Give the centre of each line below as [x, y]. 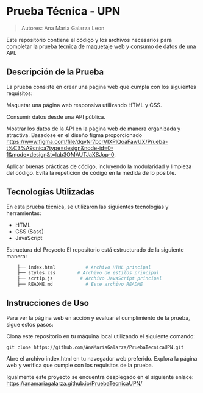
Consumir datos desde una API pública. [56, 116]
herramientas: [24, 213]
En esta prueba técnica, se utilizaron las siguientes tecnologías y [87, 207]
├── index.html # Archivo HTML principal [84, 267]
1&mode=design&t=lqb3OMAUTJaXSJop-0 [60, 154]
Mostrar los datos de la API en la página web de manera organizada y [94, 129]
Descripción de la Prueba [55, 72]
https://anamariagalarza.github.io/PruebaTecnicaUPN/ [74, 383]
